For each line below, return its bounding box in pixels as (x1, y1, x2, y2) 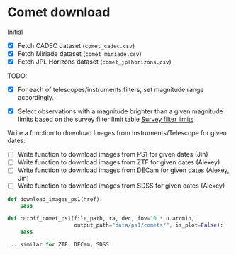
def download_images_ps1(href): (7, 195, 103, 203)
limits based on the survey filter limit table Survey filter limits (17, 115, 194, 124)
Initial (7, 28, 23, 36)
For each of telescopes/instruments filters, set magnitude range (17, 86, 204, 94)
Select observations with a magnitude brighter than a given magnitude (17, 107, 223, 115)
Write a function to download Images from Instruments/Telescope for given (7, 129, 227, 137)
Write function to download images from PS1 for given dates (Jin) (17, 150, 208, 159)
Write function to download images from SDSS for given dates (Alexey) (17, 181, 225, 190)
